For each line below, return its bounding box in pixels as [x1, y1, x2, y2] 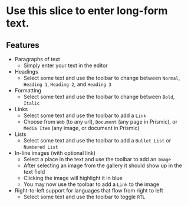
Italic [23, 101, 40, 107]
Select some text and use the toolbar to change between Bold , [23, 93, 175, 100]
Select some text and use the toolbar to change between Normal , [23, 75, 180, 81]
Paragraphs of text [14, 56, 60, 62]
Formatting [14, 87, 41, 94]
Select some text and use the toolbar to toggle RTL [23, 193, 146, 200]
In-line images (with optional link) [14, 149, 96, 157]
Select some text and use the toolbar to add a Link [23, 112, 146, 119]
